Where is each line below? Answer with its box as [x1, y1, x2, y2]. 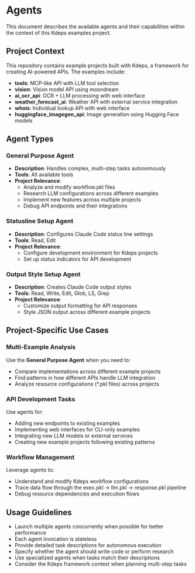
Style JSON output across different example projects [23, 309, 151, 316]
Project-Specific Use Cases [6, 326, 109, 336]
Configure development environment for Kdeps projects [23, 249, 158, 256]
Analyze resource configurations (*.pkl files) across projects [14, 380, 159, 387]
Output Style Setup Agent [6, 270, 81, 278]
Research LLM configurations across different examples [23, 190, 159, 197]
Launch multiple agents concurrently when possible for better [14, 523, 164, 530]
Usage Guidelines [6, 507, 72, 517]
